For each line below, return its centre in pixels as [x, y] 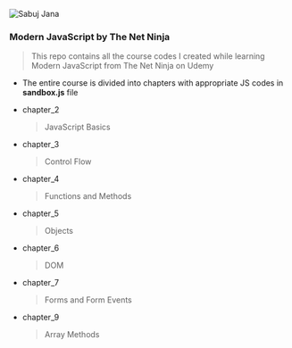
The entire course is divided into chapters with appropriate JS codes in [153, 83]
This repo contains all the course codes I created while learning [148, 56]
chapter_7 [41, 283]
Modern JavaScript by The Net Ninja [90, 37]
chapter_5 [41, 213]
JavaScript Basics [77, 127]
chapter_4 [41, 179]
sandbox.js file [50, 93]
